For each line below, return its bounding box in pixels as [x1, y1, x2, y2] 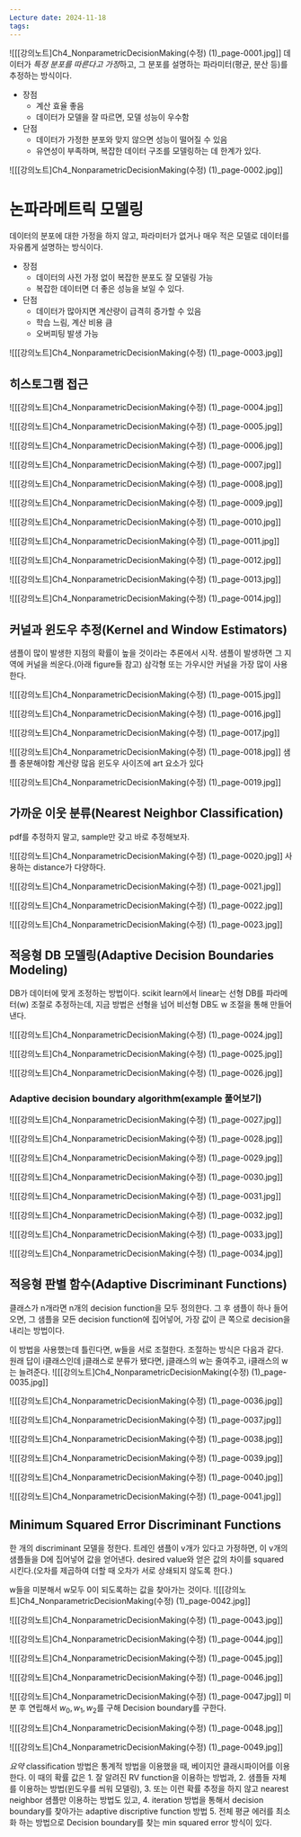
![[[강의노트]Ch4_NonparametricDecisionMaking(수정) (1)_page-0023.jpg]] [9, 918, 283, 929]
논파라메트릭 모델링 [9, 199, 144, 220]
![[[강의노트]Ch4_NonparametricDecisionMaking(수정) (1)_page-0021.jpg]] [9, 881, 281, 892]
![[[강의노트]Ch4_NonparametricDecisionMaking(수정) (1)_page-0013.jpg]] [9, 574, 281, 585]
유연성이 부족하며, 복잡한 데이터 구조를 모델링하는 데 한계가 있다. [35, 145, 261, 156]
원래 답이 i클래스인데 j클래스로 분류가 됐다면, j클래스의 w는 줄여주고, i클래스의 [9, 1355, 280, 1366]
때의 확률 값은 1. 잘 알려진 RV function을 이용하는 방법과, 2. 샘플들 [37, 1772, 270, 1783]
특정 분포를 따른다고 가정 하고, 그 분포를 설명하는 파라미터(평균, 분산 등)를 [32, 58, 288, 69]
